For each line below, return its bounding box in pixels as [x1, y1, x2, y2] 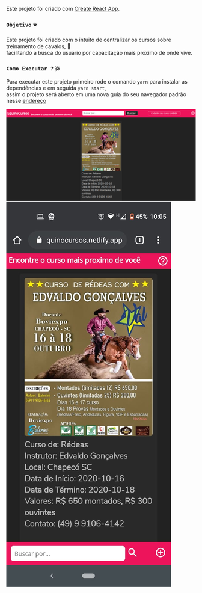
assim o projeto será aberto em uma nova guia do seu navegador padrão [6, 90, 186, 98]
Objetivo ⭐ [6, 20, 38, 29]
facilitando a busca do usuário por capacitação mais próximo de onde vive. [6, 49, 192, 57]
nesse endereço [6, 97, 47, 104]
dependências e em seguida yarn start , [6, 84, 106, 91]
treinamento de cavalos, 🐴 [6, 43, 71, 50]
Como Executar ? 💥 [6, 64, 61, 73]
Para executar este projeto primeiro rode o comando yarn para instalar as [6, 78, 188, 85]
